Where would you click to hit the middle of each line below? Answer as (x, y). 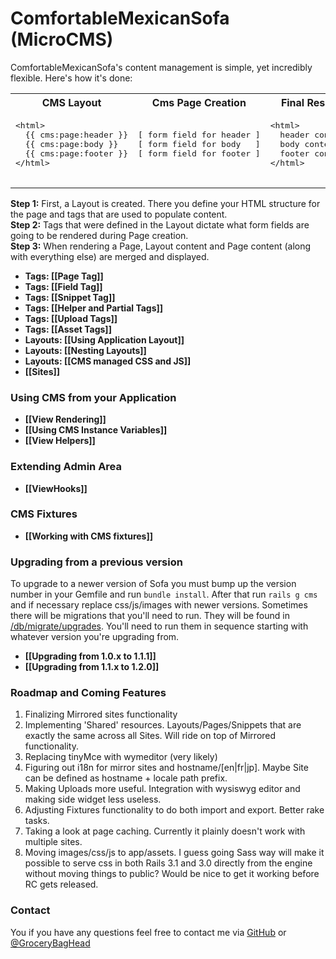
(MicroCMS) (62, 39)
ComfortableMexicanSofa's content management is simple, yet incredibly (161, 67)
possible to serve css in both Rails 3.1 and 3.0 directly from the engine (168, 863)
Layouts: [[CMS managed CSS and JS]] (108, 361)
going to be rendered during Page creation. (99, 235)
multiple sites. (53, 842)
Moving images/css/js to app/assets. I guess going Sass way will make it (174, 853)
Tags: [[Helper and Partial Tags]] (94, 308)
